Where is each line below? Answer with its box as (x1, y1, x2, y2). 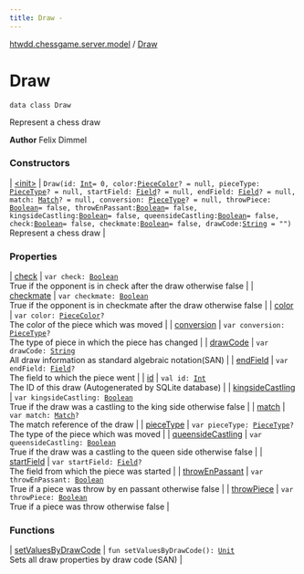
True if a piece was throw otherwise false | (9, 501, 170, 512)
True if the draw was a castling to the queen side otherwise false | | (9, 446, 263, 457)
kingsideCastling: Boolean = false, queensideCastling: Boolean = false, (9, 211, 280, 220)
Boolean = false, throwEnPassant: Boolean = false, (9, 203, 198, 213)
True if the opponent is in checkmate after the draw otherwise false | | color (9, 300, 294, 311)
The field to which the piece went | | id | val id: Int (9, 372, 206, 383)
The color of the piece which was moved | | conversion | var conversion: (9, 319, 286, 330)
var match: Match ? (9, 412, 79, 421)
